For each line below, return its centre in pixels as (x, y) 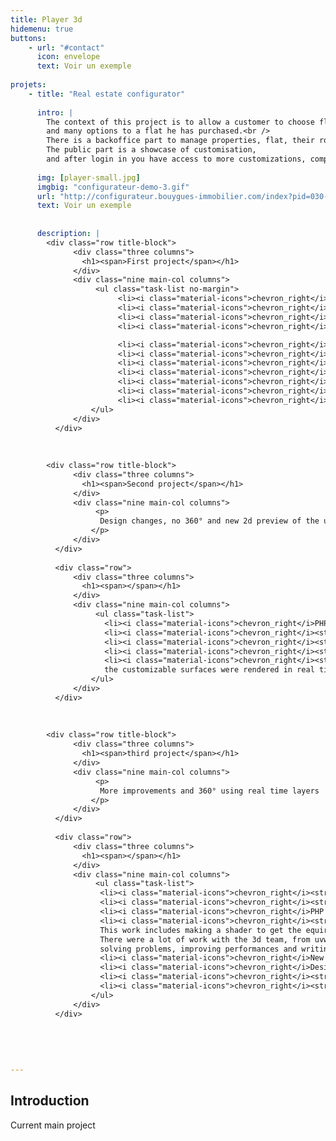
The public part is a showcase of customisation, (151, 150)
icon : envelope (68, 57)
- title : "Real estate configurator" (107, 94)
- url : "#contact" (66, 47)
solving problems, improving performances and (198, 949)
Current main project (53, 1125)
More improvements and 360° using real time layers (209, 791)
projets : (28, 85)
